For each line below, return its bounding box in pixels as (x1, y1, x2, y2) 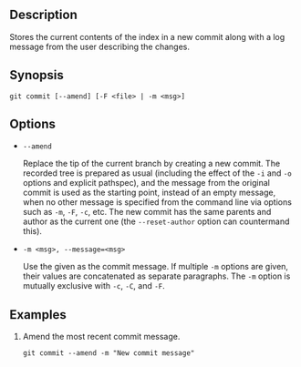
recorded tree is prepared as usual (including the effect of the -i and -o (22, 168, 292, 178)
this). (22, 226, 43, 237)
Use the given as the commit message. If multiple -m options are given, (22, 261, 289, 272)
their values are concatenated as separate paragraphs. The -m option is (22, 270, 291, 281)
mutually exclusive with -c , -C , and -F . (22, 280, 166, 291)
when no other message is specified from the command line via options (22, 197, 292, 208)
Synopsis (9, 67, 64, 83)
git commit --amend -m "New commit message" (22, 349, 195, 358)
